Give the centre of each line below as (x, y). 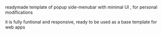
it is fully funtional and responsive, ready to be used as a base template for (81, 22)
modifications (19, 12)
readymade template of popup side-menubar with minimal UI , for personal (81, 7)
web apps (15, 27)
